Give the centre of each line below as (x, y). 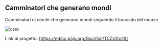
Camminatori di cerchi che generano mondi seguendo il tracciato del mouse (81, 19)
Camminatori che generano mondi (58, 8)
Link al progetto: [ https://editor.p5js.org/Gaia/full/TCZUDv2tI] (67, 38)
